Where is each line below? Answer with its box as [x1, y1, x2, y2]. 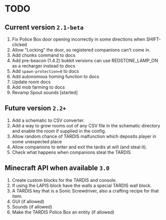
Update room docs [12, 79, 51, 85]
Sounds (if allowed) [12, 203, 53, 209]
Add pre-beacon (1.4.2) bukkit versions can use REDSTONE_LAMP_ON [12, 58, 158, 63]
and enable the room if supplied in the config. [12, 128, 106, 134]
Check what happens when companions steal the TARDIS [12, 149, 131, 155]
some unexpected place [12, 138, 62, 144]
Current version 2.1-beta [5, 23, 84, 32]
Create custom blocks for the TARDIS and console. [12, 177, 117, 183]
